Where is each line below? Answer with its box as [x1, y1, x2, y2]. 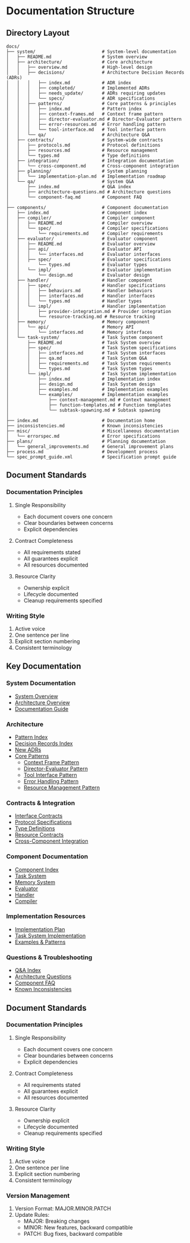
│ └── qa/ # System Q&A [6, 179, 134, 185]
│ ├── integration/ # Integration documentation [6, 158, 174, 164]
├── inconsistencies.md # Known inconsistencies [6, 423, 163, 429]
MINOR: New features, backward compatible [23, 1224, 133, 1231]
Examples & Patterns [14, 938, 66, 945]
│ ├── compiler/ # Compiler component [6, 215, 156, 221]
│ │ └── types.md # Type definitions [6, 153, 150, 159]
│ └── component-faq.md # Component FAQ [6, 194, 142, 200]
